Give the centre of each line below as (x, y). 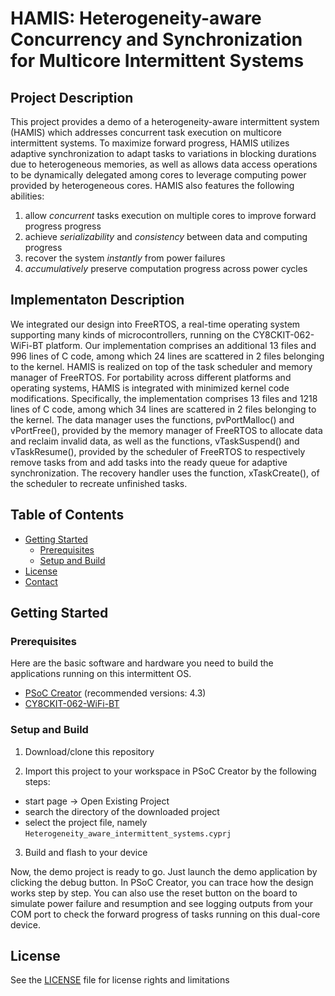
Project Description (72, 97)
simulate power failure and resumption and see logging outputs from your (162, 903)
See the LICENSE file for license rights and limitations (120, 980)
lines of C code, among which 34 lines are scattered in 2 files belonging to (163, 409)
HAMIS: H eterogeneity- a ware (136, 18)
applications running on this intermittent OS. (101, 674)
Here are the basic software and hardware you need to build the (142, 663)
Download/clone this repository (89, 751)
